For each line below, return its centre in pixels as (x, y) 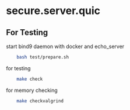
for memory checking (32, 90)
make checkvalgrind (40, 101)
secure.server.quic (53, 11)
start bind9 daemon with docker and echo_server (65, 46)
